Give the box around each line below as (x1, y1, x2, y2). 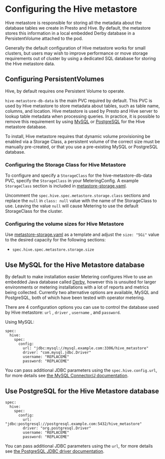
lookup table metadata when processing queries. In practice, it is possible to (5, 113, 160, 119)
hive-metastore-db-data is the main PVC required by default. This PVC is (5, 98, 153, 103)
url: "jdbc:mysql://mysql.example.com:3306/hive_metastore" (23, 346, 149, 351)
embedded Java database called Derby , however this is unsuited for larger (5, 279, 157, 285)
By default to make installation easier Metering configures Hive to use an (5, 274, 153, 280)
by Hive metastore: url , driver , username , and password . (5, 309, 121, 316)
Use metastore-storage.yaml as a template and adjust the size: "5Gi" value (5, 231, 160, 237)
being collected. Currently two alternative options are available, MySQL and (5, 290, 159, 295)
